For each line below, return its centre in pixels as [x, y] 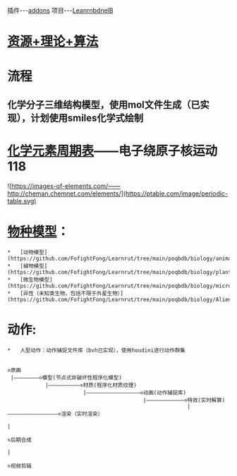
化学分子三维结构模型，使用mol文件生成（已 [104, 105]
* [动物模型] [28, 252]
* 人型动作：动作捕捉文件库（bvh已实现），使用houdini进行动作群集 [96, 350]
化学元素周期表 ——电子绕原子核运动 [113, 151]
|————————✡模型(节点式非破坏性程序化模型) [66, 377]
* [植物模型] [28, 266]
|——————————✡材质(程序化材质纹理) [91, 385]
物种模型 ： [38, 231]
